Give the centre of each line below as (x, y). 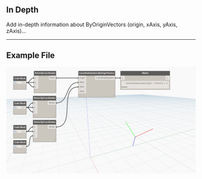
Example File (31, 56)
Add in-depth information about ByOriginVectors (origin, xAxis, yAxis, (92, 24)
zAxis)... (17, 31)
